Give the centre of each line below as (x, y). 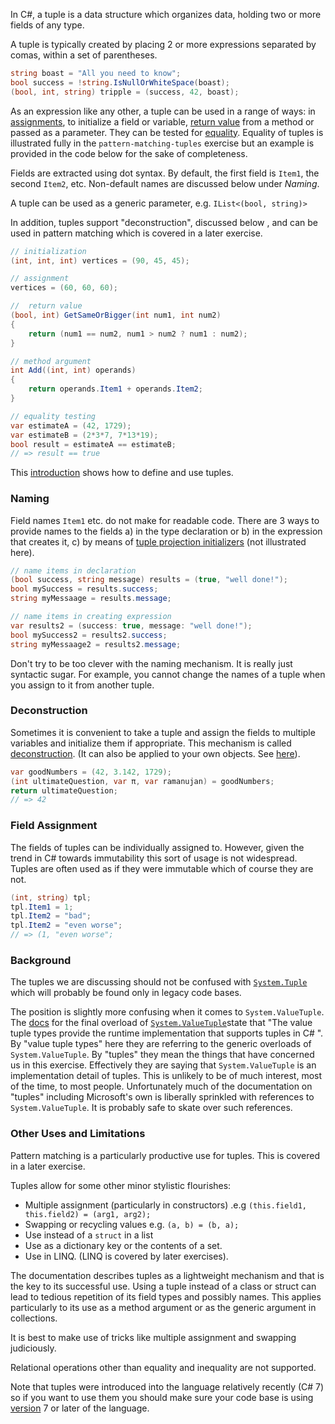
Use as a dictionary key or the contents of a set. (123, 1245)
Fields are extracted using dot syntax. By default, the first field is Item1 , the (165, 173)
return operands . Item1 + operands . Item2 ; (115, 389)
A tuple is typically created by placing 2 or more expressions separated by (163, 44)
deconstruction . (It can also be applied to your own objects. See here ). (155, 753)
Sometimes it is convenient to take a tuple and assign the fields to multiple (163, 732)
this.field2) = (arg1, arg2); (88, 1214)
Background (41, 960)
